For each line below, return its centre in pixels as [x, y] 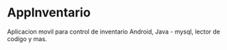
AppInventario [49, 13]
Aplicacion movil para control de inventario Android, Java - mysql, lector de [114, 32]
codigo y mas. [27, 38]
